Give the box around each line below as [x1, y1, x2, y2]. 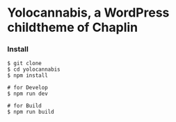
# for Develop [7, 85, 49, 91]
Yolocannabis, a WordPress [7, 5, 170, 21]
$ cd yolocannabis [7, 66, 61, 73]
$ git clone [7, 60, 42, 67]
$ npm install [7, 72, 49, 79]
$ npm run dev [7, 90, 49, 98]
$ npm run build [7, 109, 54, 116]
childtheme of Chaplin [7, 19, 138, 35]
